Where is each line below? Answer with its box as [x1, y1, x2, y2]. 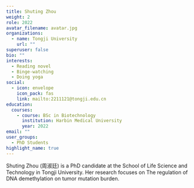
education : [6, 101, 33, 108]
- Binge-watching [11, 69, 54, 75]
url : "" [16, 42, 35, 48]
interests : [6, 58, 33, 63]
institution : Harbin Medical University [21, 118, 122, 124]
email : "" [6, 129, 31, 135]
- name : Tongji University [11, 36, 78, 42]
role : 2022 [6, 19, 33, 25]
